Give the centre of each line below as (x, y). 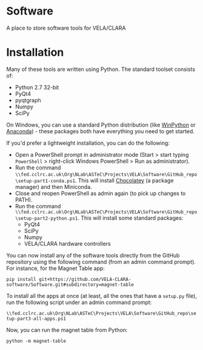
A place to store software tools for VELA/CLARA (66, 28)
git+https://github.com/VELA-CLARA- (85, 279)
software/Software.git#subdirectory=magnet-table (70, 285)
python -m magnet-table (36, 341)
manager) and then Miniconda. (53, 187)
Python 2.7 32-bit (37, 87)
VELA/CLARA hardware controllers (67, 243)
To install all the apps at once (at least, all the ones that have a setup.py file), (102, 296)
